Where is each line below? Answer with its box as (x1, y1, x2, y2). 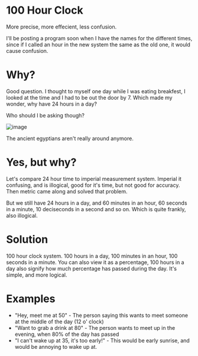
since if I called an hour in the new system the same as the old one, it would (6, 41, 191, 48)
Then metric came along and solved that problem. (6, 187, 128, 195)
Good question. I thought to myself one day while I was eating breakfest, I (6, 87, 186, 95)
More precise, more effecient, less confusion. (6, 23, 117, 30)
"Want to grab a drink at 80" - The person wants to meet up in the (14, 324, 176, 331)
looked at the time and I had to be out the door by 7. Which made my (6, 94, 173, 101)
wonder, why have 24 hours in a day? (6, 100, 98, 107)
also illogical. (6, 212, 38, 219)
